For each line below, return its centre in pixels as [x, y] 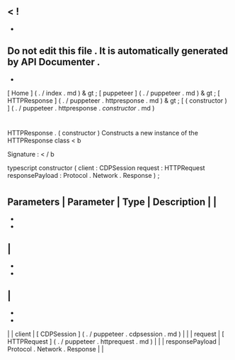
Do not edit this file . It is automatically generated [118, 51]
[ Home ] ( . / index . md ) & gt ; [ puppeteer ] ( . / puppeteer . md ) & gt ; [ [114, 93]
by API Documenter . [54, 62]
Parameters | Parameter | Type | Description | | [112, 202]
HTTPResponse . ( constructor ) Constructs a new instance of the [103, 133]
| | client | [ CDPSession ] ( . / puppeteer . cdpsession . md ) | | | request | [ [116, 334]
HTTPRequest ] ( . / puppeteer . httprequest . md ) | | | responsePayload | [114, 342]
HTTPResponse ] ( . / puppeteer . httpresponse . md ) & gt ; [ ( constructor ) [117, 100]
